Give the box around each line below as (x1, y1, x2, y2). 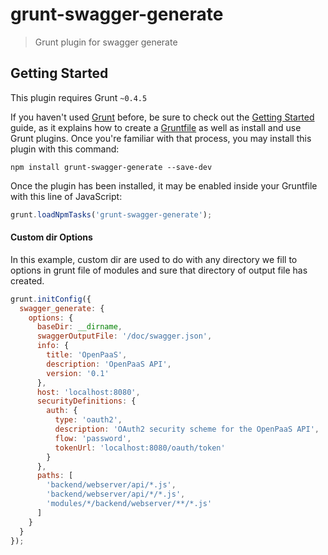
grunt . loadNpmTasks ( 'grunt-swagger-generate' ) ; (10, 209, 213, 220)
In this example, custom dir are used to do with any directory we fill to (10, 253, 298, 265)
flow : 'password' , (54, 433, 132, 443)
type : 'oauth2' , (54, 415, 123, 425)
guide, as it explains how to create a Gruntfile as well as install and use (10, 121, 302, 133)
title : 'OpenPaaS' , (46, 350, 128, 360)
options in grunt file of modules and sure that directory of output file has (10, 264, 308, 276)
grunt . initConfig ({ (10, 294, 92, 304)
